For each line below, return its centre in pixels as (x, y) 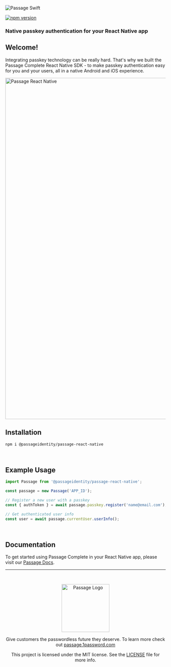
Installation (23, 432)
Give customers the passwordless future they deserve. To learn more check (85, 639)
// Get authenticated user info (39, 514)
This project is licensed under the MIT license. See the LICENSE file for (85, 655)
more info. (85, 660)
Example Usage (31, 470)
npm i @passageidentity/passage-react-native (54, 444)
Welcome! (22, 48)
